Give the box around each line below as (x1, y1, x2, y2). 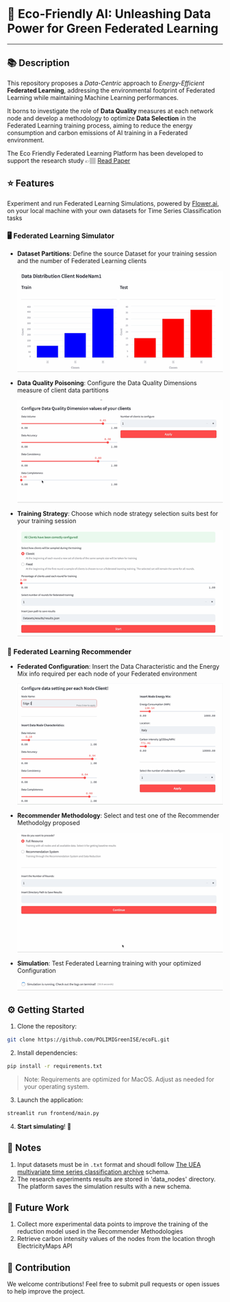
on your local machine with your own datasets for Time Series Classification (7, 206, 221, 214)
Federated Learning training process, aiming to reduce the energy (7, 121, 193, 130)
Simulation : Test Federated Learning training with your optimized (16, 959, 201, 967)
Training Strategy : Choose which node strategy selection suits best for (16, 510, 218, 518)
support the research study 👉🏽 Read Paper (7, 156, 131, 164)
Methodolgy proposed (16, 819, 80, 827)
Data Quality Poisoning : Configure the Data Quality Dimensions (16, 378, 197, 386)
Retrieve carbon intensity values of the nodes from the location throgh (16, 1235, 216, 1243)
